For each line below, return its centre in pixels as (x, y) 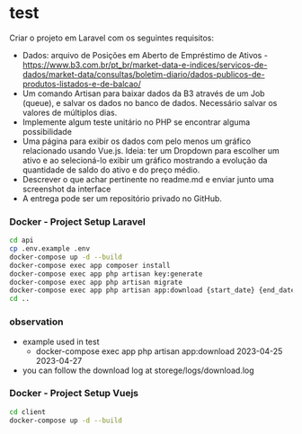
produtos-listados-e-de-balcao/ (81, 84)
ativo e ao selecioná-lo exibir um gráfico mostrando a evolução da (145, 160)
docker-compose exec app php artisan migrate (96, 282)
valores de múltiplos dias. (70, 112)
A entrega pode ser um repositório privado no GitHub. (122, 198)
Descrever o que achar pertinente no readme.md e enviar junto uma (148, 179)
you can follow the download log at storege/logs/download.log (138, 370)
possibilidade (47, 131)
